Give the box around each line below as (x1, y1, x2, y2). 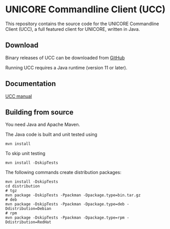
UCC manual (5, 93, 32, 99)
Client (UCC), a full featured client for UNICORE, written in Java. (5, 26, 140, 32)
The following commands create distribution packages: (5, 169, 122, 176)
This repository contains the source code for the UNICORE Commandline (5, 21, 159, 27)
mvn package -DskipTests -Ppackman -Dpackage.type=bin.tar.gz (5, 193, 141, 198)
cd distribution (5, 184, 40, 189)
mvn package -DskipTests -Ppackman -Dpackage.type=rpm (5, 215, 125, 220)
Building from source (5, 108, 74, 117)
